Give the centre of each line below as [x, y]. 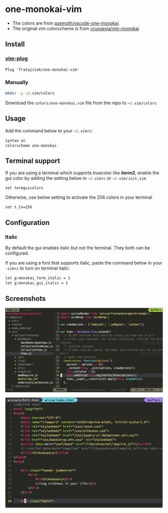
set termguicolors [24, 188]
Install [15, 44]
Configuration [27, 223]
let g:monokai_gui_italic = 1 [37, 283]
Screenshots [25, 298]
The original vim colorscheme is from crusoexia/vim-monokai [75, 28]
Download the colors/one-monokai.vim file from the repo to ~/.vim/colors [81, 103]
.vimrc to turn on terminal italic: [37, 268]
